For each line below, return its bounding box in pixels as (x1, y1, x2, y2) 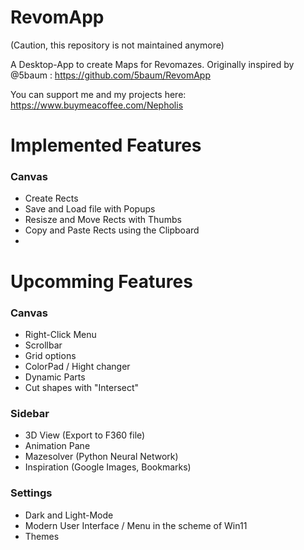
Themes (24, 530, 60, 542)
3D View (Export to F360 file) (24, 429, 146, 441)
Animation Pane (24, 440, 91, 452)
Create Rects (24, 192, 79, 205)
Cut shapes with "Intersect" (24, 381, 140, 393)
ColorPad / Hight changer (24, 360, 131, 372)
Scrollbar (24, 339, 63, 351)
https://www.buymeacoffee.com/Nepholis (10, 99, 184, 111)
